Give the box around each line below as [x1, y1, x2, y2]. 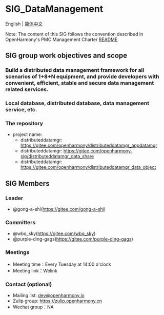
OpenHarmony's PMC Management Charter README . [5, 36, 119, 43]
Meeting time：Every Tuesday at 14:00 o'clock [12, 261, 111, 267]
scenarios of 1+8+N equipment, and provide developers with [5, 73, 159, 80]
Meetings [5, 249, 30, 256]
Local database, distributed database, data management [5, 100, 150, 107]
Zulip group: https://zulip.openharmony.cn [12, 298, 102, 304]
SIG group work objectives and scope [5, 51, 128, 60]
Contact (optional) [5, 281, 52, 288]
